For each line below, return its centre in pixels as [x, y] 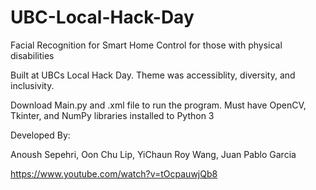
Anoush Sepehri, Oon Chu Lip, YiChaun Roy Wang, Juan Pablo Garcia [153, 154]
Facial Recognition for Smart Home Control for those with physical [146, 45]
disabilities [32, 55]
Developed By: [40, 135]
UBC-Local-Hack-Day [102, 17]
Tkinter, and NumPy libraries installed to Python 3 [112, 115]
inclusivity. [32, 85]
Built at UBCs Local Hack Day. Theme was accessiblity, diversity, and [153, 75]
